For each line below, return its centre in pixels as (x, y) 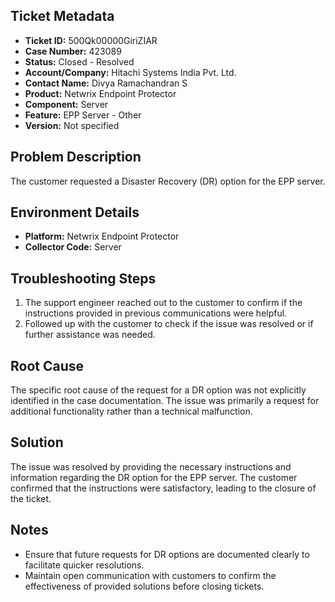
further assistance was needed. (90, 335)
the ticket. (31, 498)
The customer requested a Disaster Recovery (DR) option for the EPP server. (168, 181)
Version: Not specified (72, 125)
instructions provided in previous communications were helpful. (156, 313)
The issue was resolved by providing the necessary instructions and (151, 466)
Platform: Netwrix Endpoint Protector (102, 236)
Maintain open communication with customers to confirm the (150, 575)
